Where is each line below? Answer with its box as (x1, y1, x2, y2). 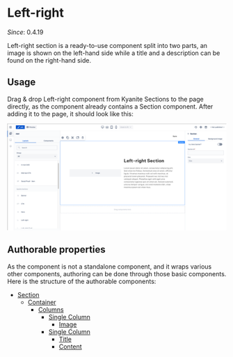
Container (27, 298, 57, 306)
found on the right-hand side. (7, 56, 92, 64)
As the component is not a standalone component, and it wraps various (7, 262, 212, 271)
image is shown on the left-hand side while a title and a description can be (7, 49, 220, 57)
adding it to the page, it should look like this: (7, 109, 134, 118)
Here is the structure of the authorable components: (7, 277, 156, 285)
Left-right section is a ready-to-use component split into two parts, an (7, 41, 207, 49)
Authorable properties (7, 244, 106, 255)
